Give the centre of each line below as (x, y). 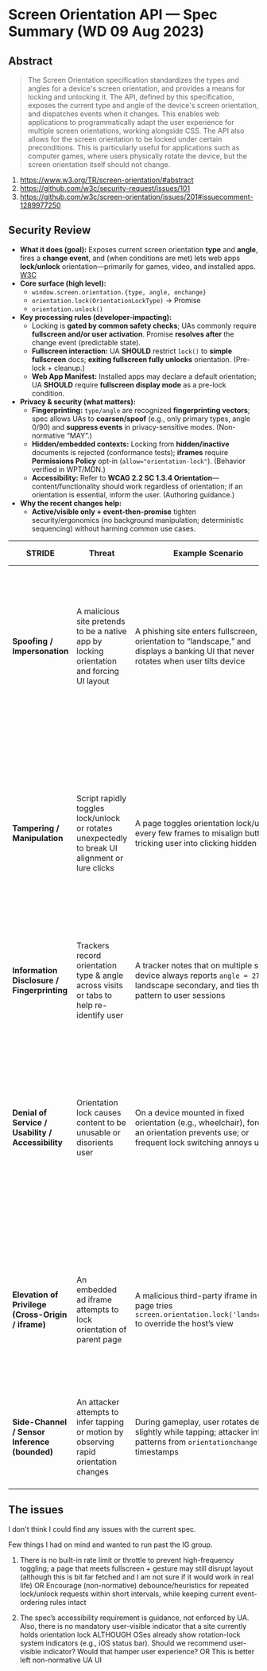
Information (35, 970)
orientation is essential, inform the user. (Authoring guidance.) (133, 494)
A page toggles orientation (184, 823)
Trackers (93, 945)
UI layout (93, 680)
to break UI (97, 847)
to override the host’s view (184, 1323)
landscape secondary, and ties (192, 985)
